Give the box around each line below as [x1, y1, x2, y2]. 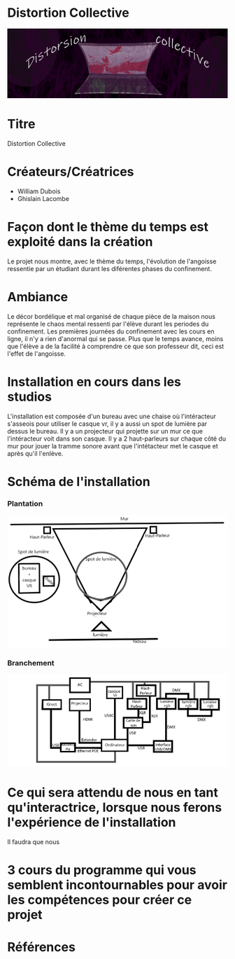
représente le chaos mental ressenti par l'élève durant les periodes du [7, 319, 209, 328]
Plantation [7, 499, 43, 509]
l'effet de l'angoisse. [7, 349, 66, 358]
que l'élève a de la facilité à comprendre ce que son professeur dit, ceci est [7, 342, 225, 350]
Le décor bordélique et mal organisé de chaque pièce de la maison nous [7, 312, 215, 320]
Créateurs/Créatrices [7, 164, 134, 180]
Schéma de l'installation [7, 474, 150, 490]
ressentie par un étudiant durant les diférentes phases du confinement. [7, 264, 212, 272]
